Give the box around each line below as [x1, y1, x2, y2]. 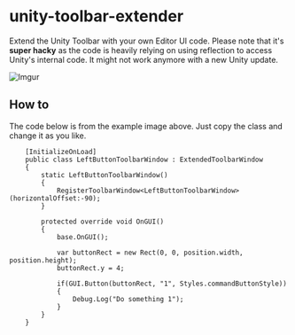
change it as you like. [9, 130, 87, 141]
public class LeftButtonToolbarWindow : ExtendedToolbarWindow [25, 155, 264, 164]
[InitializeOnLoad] [25, 147, 97, 156]
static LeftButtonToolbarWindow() [41, 170, 168, 179]
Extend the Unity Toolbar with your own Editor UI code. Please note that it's [9, 35, 284, 46]
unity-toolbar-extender [9, 6, 184, 27]
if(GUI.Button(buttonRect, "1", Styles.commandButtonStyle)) [56, 279, 288, 288]
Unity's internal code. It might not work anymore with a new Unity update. [9, 54, 279, 65]
